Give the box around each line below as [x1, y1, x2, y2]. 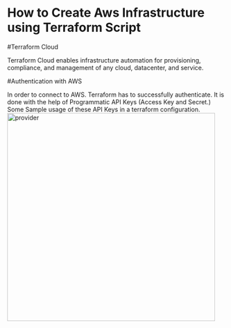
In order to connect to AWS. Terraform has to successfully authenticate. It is [7, 90, 224, 99]
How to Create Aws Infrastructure [7, 5, 205, 21]
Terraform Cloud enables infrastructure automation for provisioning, [7, 56, 201, 64]
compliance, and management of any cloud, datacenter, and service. [7, 63, 204, 72]
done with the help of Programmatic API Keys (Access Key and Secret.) [7, 97, 212, 106]
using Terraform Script [7, 19, 141, 35]
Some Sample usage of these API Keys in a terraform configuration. [7, 105, 200, 113]
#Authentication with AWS [7, 76, 82, 85]
